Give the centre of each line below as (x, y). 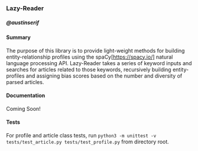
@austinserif (23, 23)
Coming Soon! (24, 108)
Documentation (26, 95)
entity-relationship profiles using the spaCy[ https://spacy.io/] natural (90, 57)
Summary (18, 37)
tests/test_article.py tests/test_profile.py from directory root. (88, 142)
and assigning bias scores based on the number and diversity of (104, 76)
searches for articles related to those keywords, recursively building (89, 69)
